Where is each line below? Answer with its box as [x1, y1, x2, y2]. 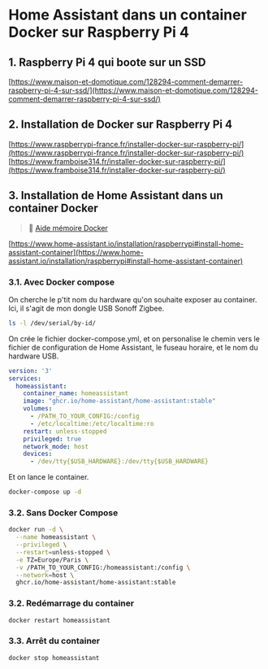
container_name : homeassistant [23, 389, 129, 397]
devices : [23, 450, 53, 458]
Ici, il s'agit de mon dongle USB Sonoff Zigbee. [8, 303, 165, 313]
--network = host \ [15, 571, 75, 579]
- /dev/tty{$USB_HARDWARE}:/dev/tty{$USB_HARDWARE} [29, 458, 209, 466]
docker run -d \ [8, 526, 63, 534]
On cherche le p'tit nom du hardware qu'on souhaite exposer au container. [8, 294, 257, 304]
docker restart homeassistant [8, 616, 111, 624]
